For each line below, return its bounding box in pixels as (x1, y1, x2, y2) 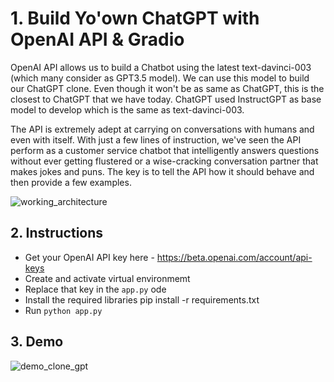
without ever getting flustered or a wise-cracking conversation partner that (10, 155, 319, 167)
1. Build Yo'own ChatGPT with (10, 7, 260, 30)
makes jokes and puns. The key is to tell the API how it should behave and (10, 165, 315, 177)
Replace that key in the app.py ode (24, 283, 167, 295)
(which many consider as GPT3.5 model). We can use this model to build (10, 72, 310, 84)
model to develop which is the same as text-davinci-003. (10, 103, 245, 116)
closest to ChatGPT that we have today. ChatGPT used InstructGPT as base (10, 93, 322, 105)
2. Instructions (10, 225, 104, 242)
